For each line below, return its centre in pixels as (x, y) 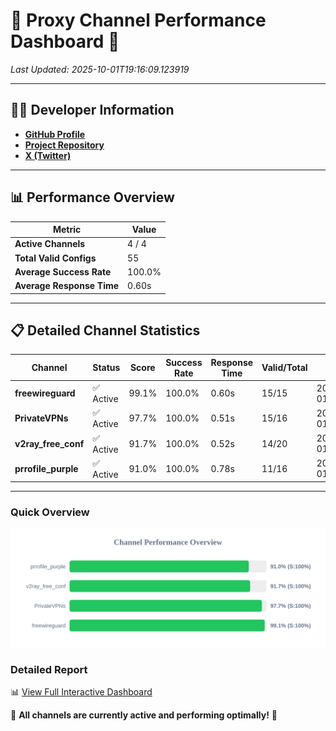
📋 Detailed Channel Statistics (105, 330)
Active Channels (50, 244)
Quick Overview (50, 512)
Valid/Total (284, 368)
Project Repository (64, 145)
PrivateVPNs (41, 418)
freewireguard (45, 393)
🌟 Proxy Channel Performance (138, 20)
